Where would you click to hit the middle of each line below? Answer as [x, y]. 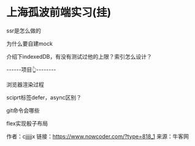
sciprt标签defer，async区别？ [44, 97]
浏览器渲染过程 [25, 84]
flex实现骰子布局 [27, 123]
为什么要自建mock [30, 43]
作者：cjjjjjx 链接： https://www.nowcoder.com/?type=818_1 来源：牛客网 [97, 136]
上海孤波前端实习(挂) [59, 13]
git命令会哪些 [23, 110]
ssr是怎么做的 [24, 31]
